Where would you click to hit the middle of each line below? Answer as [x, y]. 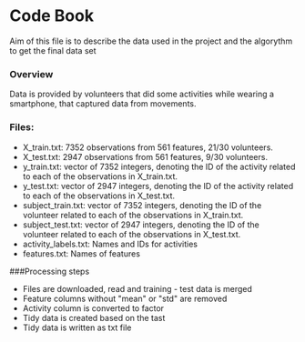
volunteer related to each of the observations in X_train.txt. [133, 215]
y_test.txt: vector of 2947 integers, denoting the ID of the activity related [158, 186]
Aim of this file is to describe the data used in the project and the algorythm [151, 41]
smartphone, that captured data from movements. [103, 104]
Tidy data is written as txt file [77, 327]
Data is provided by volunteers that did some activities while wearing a [142, 94]
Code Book [51, 16]
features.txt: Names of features [81, 253]
